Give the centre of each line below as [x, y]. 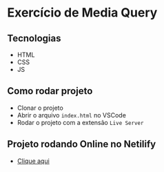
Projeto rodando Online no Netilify [82, 144]
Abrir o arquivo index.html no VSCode [71, 115]
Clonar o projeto [40, 108]
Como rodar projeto [50, 91]
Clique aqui [33, 161]
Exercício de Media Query [82, 13]
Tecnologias [34, 38]
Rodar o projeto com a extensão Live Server [80, 122]
